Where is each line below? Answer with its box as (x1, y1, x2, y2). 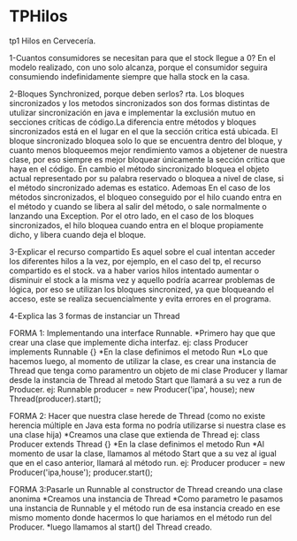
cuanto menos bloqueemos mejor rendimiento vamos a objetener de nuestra (9, 144, 288, 156)
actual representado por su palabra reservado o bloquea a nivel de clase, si (9, 172, 285, 183)
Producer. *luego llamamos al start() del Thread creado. (9, 522, 212, 532)
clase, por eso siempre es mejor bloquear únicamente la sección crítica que (9, 154, 286, 164)
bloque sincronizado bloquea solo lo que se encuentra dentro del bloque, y (9, 135, 283, 146)
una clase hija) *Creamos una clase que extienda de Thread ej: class (9, 429, 261, 439)
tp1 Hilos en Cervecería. (9, 35, 96, 46)
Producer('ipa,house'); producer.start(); (9, 467, 153, 477)
